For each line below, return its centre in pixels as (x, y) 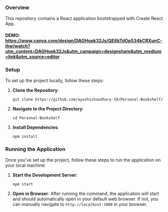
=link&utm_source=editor (33, 56)
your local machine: (26, 165)
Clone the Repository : (36, 90)
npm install (25, 137)
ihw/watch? (18, 46)
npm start (23, 184)
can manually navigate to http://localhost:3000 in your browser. (80, 204)
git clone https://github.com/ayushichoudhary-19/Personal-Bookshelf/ (88, 99)
